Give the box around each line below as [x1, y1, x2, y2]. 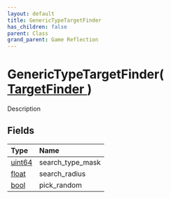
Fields [7, 125, 35, 137]
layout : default [7, 10, 55, 18]
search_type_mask [39, 157, 102, 167]
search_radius [39, 169, 86, 179]
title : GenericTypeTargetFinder [7, 17, 102, 24]
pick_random [39, 180, 83, 190]
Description [7, 104, 41, 113]
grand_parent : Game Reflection [7, 36, 99, 43]
